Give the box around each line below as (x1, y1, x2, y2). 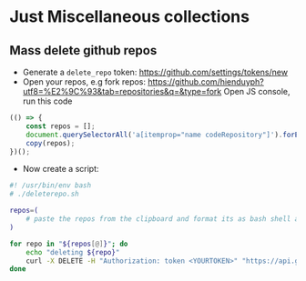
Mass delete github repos (9, 43, 158, 58)
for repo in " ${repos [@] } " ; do (9, 239, 128, 248)
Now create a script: (22, 164, 99, 175)
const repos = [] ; (25, 121, 96, 131)
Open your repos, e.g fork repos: (22, 76, 147, 87)
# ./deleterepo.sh (9, 189, 79, 199)
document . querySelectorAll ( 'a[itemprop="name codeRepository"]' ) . (25, 130, 283, 139)
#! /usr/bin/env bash (9, 181, 92, 190)
